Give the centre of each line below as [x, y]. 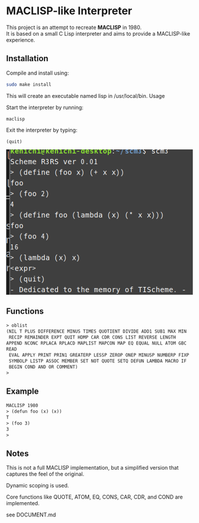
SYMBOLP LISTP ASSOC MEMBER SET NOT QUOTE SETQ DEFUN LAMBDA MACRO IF [97, 361]
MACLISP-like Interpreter [69, 11]
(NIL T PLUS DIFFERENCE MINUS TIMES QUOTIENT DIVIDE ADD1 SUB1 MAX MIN [96, 331]
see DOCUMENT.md [31, 515]
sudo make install [29, 84]
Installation [27, 58]
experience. [21, 40]
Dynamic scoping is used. [38, 485]
